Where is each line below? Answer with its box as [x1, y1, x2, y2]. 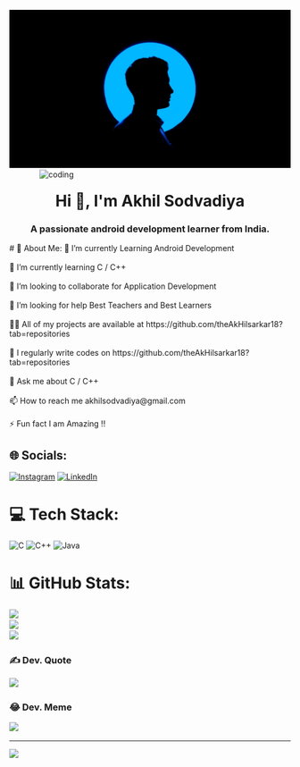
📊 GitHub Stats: [9, 573, 131, 594]
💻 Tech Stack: [9, 504, 120, 525]
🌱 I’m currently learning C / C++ [9, 262, 127, 273]
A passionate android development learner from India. [29, 223, 271, 235]
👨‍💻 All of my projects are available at [9, 319, 145, 330]
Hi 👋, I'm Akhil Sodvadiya [54, 191, 246, 211]
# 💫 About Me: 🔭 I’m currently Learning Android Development [9, 243, 235, 254]
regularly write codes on [21, 348, 111, 358]
